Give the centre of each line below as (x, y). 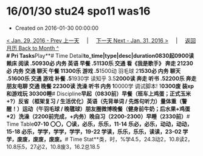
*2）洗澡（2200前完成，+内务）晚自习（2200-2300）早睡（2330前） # (98, 116)
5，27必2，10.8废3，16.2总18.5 (61, 146)
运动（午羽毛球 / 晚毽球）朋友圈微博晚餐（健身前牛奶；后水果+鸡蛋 (106, 109)
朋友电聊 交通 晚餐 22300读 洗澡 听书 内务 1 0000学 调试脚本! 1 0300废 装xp (100, 86)
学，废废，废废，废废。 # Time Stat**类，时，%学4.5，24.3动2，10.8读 (95, 139)
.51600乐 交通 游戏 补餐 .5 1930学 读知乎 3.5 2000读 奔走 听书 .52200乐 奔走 (101, 78)
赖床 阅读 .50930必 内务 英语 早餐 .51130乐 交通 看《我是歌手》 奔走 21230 (100, 63)
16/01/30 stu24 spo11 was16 (78, 11)
